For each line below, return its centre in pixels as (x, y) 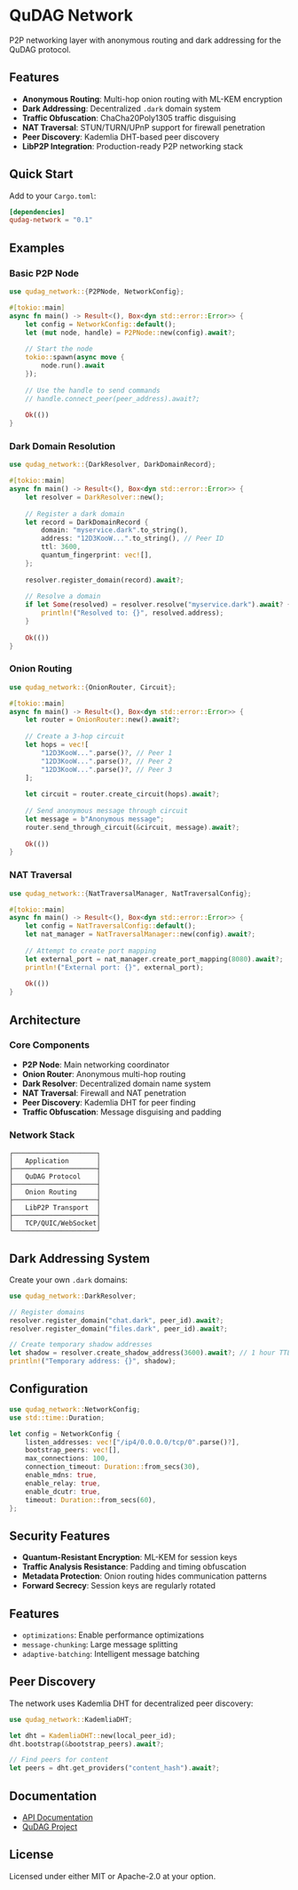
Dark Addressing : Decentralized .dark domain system (122, 109)
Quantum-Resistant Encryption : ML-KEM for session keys (129, 1557)
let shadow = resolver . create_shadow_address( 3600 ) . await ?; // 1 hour (142, 1353)
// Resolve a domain (63, 597)
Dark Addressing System (80, 1258)
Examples (37, 248)
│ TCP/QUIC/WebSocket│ (55, 1224)
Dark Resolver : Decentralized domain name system (116, 1083)
